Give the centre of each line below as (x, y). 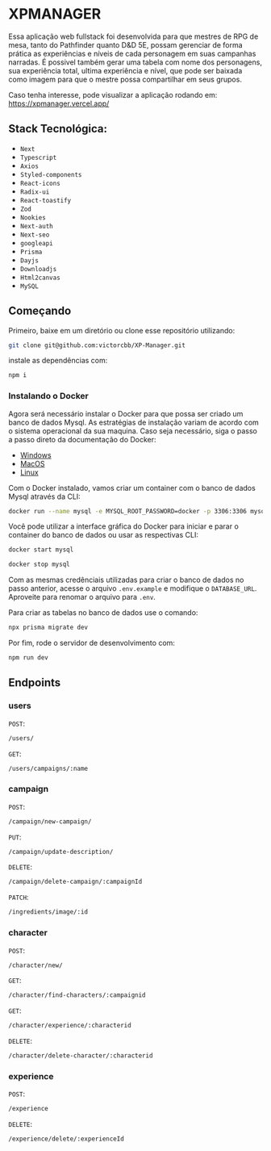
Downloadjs (38, 269)
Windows (35, 455)
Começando (40, 311)
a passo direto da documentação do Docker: (82, 439)
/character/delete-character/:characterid (81, 1056)
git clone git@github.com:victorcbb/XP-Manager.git (97, 345)
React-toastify (46, 200)
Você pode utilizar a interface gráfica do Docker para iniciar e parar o (124, 526)
